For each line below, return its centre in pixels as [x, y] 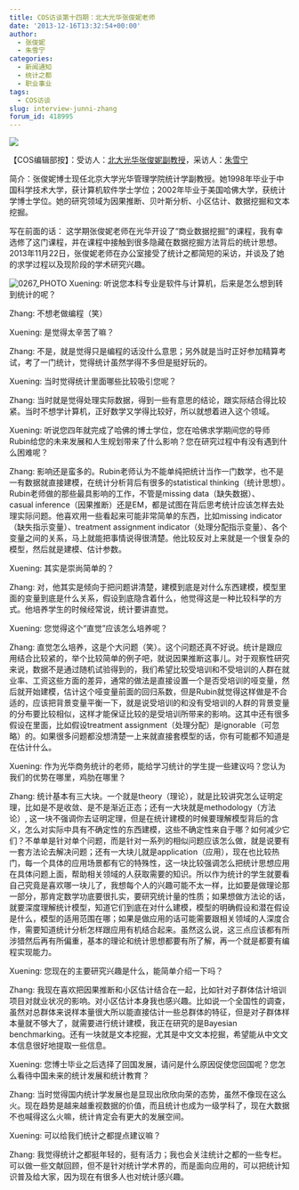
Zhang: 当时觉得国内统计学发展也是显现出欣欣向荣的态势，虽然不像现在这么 [148, 1095]
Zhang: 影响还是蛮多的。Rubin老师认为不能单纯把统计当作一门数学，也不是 [147, 472]
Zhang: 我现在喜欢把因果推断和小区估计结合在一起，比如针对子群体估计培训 [148, 990]
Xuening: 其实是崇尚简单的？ [62, 568]
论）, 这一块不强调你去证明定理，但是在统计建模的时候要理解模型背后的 [140, 819]
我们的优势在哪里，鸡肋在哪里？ [68, 777]
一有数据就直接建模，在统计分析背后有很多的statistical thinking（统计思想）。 [150, 482]
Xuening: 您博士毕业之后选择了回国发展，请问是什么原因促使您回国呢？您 [144, 1065]
